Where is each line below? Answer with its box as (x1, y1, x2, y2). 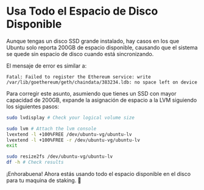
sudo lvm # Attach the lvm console (6, 125, 97, 132)
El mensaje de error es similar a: (6, 62, 87, 69)
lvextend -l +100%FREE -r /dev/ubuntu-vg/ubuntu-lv (6, 137, 140, 143)
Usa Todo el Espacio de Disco (6, 4, 158, 18)
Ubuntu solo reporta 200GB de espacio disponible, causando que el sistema (6, 44, 198, 51)
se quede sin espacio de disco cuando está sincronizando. (6, 50, 154, 57)
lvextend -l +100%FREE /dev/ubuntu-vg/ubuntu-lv (6, 131, 132, 138)
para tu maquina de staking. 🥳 (6, 177, 82, 184)
